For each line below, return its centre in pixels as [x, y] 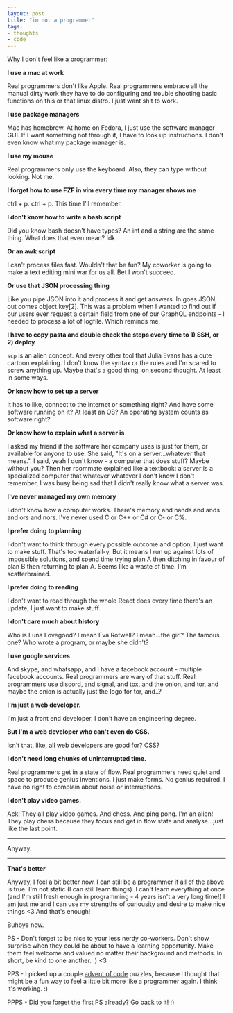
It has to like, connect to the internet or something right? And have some [110, 405]
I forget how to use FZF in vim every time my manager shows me [102, 190]
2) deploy [21, 342]
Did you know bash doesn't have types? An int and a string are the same [111, 231]
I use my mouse [30, 156]
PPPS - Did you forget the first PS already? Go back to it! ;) [91, 1002]
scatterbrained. [29, 574]
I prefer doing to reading [43, 587]
